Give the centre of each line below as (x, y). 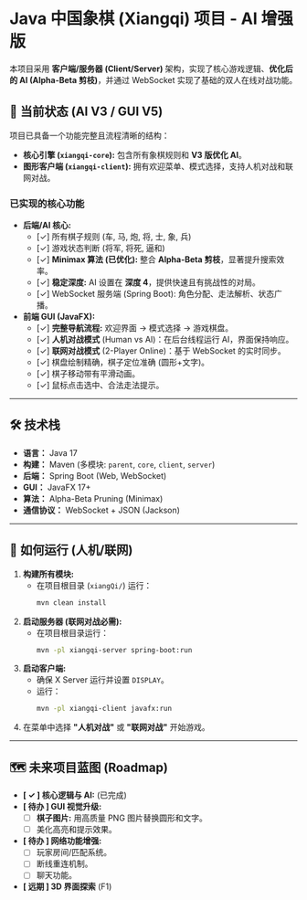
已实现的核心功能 (47, 204)
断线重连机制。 (64, 863)
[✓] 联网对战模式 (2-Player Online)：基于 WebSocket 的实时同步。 (161, 351)
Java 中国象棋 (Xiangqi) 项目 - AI (133, 19)
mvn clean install (71, 603)
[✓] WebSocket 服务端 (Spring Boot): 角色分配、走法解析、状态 (155, 294)
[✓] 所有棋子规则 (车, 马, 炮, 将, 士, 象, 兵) (114, 237)
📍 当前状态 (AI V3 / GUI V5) (86, 112)
